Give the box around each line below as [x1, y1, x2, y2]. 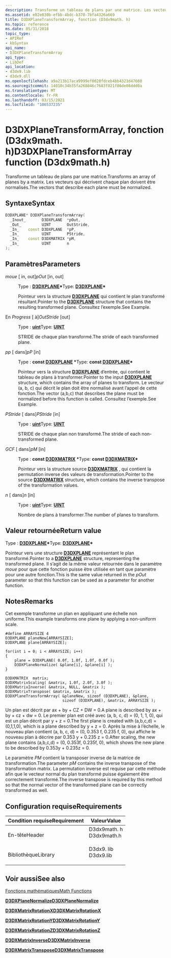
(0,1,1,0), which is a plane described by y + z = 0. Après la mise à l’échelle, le [5, 723, 165, 729]
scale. [5, 621, 18, 627]
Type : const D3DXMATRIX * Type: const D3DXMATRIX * [18, 456, 138, 462]
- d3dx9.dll [5, 74, 31, 79]
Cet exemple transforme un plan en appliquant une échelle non [5, 610, 137, 617]
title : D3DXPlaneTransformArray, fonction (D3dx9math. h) [5, 17, 131, 22]
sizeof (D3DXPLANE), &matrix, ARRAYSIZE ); [62, 698, 156, 703]
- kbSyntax [5, 41, 28, 46]
